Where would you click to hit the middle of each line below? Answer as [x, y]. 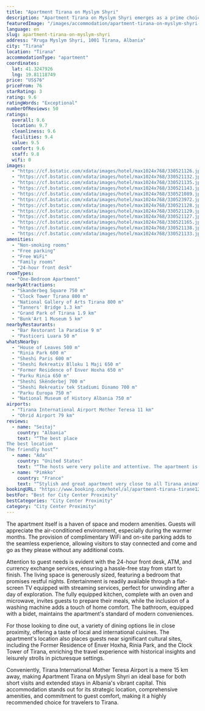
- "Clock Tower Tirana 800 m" [50, 296]
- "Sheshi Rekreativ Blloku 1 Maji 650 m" [67, 364]
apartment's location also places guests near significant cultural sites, [94, 638]
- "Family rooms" [34, 262]
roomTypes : [20, 274]
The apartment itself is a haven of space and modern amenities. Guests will [101, 524]
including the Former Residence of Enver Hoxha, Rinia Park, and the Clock [99, 645]
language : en [23, 29]
